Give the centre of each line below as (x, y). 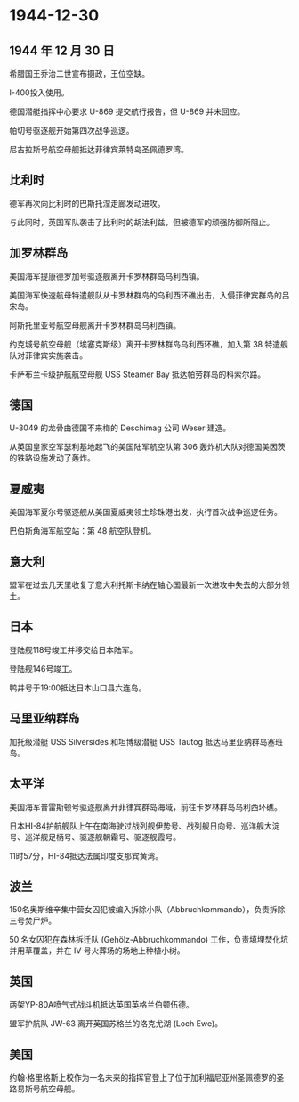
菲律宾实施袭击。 (56, 355)
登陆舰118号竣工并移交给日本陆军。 (73, 649)
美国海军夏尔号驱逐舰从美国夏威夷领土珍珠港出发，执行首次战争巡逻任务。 (145, 512)
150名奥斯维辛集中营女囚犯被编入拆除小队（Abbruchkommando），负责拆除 (147, 910)
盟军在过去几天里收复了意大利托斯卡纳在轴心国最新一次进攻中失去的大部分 (145, 585)
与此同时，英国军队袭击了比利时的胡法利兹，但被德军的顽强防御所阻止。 (141, 222)
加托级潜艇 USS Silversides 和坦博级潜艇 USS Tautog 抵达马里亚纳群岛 (138, 741)
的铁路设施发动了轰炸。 (52, 458)
